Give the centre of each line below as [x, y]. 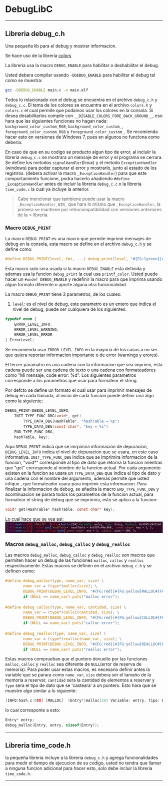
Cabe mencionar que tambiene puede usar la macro [71, 199]
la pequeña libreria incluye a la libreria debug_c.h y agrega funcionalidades [82, 757]
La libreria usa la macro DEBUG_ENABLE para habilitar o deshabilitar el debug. [82, 65]
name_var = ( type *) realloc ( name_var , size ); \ [72, 639]
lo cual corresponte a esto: [33, 710]
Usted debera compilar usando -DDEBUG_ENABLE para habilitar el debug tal [80, 75]
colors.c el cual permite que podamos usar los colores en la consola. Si [79, 110]
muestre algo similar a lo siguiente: [41, 691]
